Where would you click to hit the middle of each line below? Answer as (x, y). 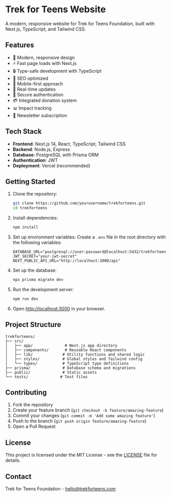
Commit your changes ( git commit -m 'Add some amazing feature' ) (84, 416)
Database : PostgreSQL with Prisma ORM (56, 155)
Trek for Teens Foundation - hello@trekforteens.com (60, 489)
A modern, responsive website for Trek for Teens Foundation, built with (80, 24)
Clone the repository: (35, 194)
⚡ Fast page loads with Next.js (44, 63)
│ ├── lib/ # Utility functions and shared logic (75, 354)
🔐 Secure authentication (38, 94)
